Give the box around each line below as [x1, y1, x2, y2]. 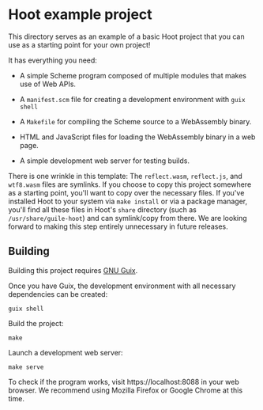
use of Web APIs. [19, 79, 77, 89]
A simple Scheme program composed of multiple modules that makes [19, 70, 247, 80]
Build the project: [8, 318, 64, 328]
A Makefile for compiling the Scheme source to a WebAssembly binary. [19, 116, 252, 126]
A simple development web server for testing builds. [19, 156, 190, 165]
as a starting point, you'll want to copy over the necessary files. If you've [8, 188, 245, 197]
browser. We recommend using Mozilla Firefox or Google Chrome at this [8, 385, 243, 395]
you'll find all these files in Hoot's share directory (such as [8, 204, 197, 214]
